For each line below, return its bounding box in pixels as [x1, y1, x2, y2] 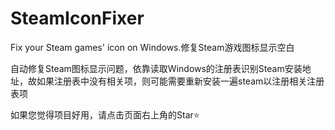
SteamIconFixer [10, 7, 145, 30]
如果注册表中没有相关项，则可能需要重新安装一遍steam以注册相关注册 [36, 75, 325, 87]
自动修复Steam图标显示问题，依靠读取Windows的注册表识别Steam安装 [10, 62, 303, 74]
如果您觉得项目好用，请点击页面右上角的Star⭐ [10, 108, 200, 121]
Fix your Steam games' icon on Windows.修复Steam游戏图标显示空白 [10, 41, 295, 53]
